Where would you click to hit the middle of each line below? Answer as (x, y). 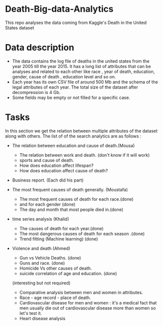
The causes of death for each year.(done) (61, 228)
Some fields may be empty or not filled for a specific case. (71, 97)
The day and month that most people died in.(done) (71, 210)
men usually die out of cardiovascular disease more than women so (88, 308)
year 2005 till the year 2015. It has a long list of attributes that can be (81, 66)
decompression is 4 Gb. (36, 92)
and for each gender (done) (47, 204)
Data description (40, 48)
